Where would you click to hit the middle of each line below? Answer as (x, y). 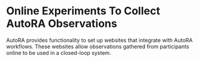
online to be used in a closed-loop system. (59, 52)
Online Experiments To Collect (83, 11)
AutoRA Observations (62, 24)
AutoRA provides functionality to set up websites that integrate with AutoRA (99, 40)
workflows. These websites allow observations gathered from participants (98, 46)
